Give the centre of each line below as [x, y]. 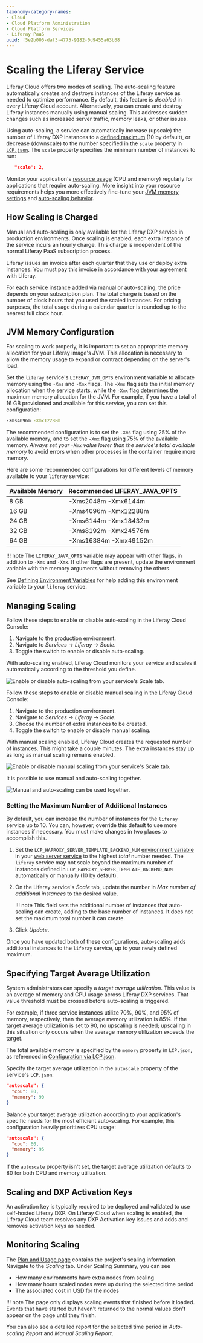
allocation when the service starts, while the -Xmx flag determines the [92, 390]
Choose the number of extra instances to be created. [81, 724]
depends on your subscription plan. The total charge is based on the [92, 293]
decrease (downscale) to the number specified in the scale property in [94, 143]
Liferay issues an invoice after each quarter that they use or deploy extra [97, 263]
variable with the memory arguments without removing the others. [89, 569]
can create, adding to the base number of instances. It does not [114, 912]
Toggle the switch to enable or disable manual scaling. [83, 730]
